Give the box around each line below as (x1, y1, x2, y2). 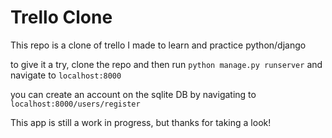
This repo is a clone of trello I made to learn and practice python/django (10, 39, 307, 51)
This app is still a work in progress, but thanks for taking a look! (10, 116, 272, 128)
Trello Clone (10, 6, 113, 29)
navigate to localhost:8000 (10, 69, 122, 81)
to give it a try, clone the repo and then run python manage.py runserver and (10, 58, 323, 70)
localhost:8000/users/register (10, 99, 141, 109)
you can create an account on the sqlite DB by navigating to (10, 88, 257, 100)
